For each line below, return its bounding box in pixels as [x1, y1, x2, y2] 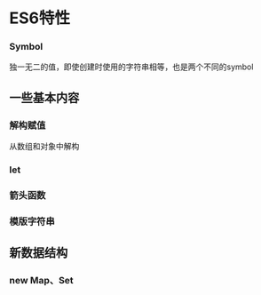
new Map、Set [9, 275, 74, 287]
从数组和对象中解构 [9, 141, 80, 152]
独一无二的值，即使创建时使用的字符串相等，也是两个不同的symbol [9, 61, 254, 72]
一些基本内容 [9, 90, 80, 105]
